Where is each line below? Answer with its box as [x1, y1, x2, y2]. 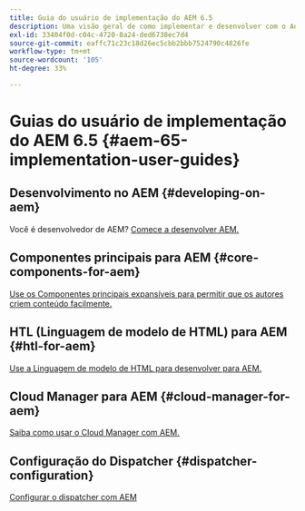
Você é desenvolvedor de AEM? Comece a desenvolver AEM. [9, 223, 240, 234]
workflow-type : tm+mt [9, 47, 92, 56]
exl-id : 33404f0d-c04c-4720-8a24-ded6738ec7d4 [9, 30, 189, 39]
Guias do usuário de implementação [9, 111, 288, 132]
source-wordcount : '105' [9, 55, 103, 64]
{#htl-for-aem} [9, 339, 96, 354]
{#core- [212, 251, 259, 266]
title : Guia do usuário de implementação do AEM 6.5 [9, 13, 213, 23]
